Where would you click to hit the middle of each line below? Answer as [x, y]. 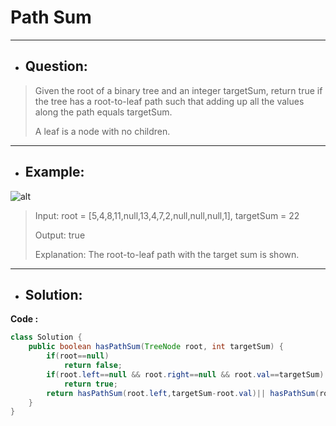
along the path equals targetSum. [103, 112]
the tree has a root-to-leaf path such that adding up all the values [169, 101]
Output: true [60, 235]
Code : [24, 319]
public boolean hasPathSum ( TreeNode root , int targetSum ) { [156, 347]
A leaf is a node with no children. [102, 131]
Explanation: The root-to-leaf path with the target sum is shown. [167, 254]
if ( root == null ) [78, 356]
